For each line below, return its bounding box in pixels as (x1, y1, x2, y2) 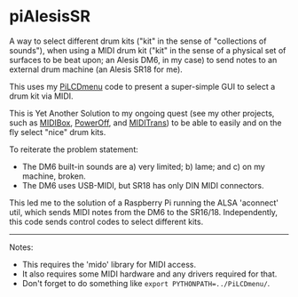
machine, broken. (21, 171, 86, 181)
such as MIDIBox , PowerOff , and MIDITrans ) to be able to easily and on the (9, 117, 282, 128)
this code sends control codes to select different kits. (9, 216, 204, 227)
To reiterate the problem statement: (9, 144, 139, 155)
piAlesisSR (9, 6, 91, 27)
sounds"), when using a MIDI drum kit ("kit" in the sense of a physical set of (9, 44, 286, 55)
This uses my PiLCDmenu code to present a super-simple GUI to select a (9, 81, 276, 92)
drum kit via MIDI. (9, 91, 74, 101)
